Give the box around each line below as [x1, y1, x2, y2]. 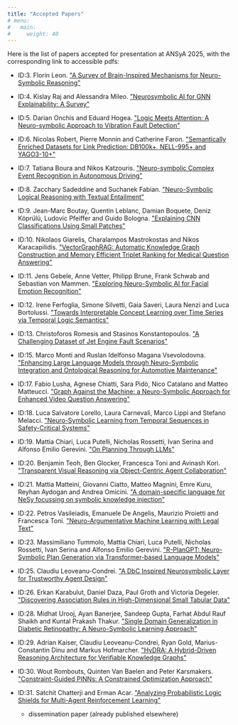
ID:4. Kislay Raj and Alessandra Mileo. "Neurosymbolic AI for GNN [17, 92, 211, 101]
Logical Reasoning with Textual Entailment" [17, 193, 144, 201]
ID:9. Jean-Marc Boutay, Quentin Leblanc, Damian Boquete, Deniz [17, 207, 211, 215]
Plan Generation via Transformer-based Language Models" [46, 553, 220, 562]
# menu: [7, 17, 31, 24]
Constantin [17, 646, 50, 655]
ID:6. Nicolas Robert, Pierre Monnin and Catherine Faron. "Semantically [17, 135, 227, 144]
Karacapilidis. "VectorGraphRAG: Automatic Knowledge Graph [17, 243, 200, 252]
